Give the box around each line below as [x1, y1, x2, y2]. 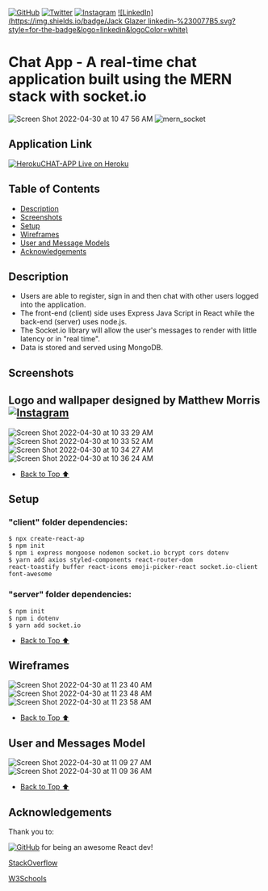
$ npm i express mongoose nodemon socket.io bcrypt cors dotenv [8, 549, 229, 557]
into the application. [19, 299, 86, 310]
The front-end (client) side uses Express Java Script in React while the [19, 308, 255, 318]
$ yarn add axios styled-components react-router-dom [8, 556, 194, 564]
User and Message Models [19, 238, 111, 248]
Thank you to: [8, 827, 55, 836]
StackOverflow [8, 858, 58, 868]
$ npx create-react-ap [8, 535, 85, 543]
